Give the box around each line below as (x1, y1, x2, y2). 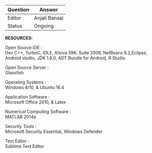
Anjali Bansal (34, 15, 64, 21)
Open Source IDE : (5, 45, 43, 51)
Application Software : (5, 94, 50, 100)
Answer (39, 6, 58, 13)
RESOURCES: (5, 35, 33, 41)
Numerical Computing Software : (5, 109, 71, 114)
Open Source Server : (5, 65, 49, 70)
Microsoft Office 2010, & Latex (5, 99, 66, 105)
